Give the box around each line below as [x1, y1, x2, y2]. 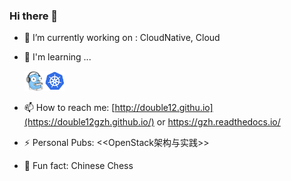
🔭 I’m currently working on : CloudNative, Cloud [23, 32, 221, 44]
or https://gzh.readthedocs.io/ [156, 116, 281, 128]
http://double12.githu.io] [114, 102, 214, 114]
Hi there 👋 [9, 9, 59, 23]
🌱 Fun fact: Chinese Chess [23, 160, 134, 172]
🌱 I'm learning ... [23, 51, 92, 63]
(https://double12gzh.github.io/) [23, 116, 155, 128]
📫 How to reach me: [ [23, 102, 116, 114]
